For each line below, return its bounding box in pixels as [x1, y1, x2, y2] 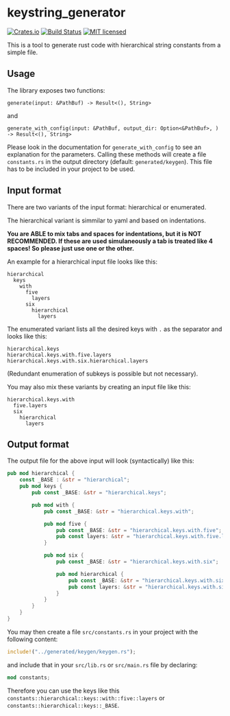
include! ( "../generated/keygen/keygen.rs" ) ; [7, 648, 136, 655]
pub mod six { [43, 552, 84, 559]
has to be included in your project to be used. [7, 165, 136, 173]
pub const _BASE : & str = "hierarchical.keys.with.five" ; [55, 527, 222, 533]
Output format [7, 438, 70, 450]
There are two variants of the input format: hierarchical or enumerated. [7, 203, 207, 211]
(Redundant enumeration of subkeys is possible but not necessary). [7, 369, 199, 378]
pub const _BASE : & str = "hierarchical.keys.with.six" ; [55, 558, 219, 565]
